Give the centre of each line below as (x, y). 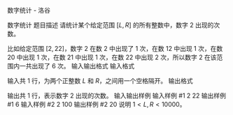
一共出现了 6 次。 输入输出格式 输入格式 (77, 66)
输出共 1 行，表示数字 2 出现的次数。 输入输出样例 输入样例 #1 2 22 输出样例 (116, 95)
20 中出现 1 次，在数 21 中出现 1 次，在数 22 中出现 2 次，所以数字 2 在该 (112, 57)
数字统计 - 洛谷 (29, 10)
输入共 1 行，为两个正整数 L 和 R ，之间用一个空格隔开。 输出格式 (100, 81)
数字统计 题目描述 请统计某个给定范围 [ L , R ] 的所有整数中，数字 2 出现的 (111, 25)
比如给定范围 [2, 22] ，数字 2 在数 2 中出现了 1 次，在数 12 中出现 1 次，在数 (115, 48)
